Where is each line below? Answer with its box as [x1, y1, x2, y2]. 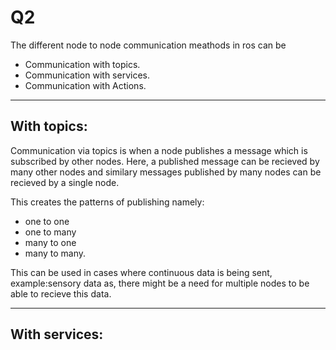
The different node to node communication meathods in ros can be [10, 39, 287, 51]
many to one [24, 236, 77, 248]
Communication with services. [24, 69, 150, 81]
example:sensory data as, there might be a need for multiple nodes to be [10, 277, 310, 289]
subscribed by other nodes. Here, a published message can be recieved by [10, 155, 320, 167]
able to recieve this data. [10, 287, 112, 300]
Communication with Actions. [24, 79, 147, 91]
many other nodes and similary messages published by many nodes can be [10, 166, 322, 178]
